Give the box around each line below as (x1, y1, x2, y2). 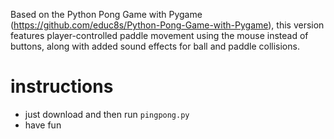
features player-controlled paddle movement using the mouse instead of (10, 30, 309, 41)
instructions (10, 75, 114, 98)
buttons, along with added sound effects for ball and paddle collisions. (10, 40, 300, 52)
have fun (24, 119, 62, 131)
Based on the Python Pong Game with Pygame (10, 9, 203, 20)
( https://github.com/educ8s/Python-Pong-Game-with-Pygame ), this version (10, 19, 325, 31)
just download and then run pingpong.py (24, 108, 190, 120)
